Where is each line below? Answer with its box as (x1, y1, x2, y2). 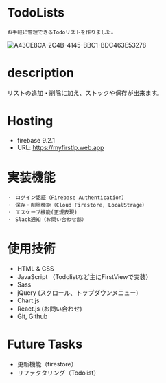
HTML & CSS (16, 264, 54, 273)
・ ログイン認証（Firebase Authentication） (7, 194, 127, 201)
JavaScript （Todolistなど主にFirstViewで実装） (16, 272, 152, 280)
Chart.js (16, 296, 40, 304)
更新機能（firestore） (16, 360, 78, 368)
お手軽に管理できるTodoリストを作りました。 (7, 29, 117, 36)
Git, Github (16, 312, 48, 320)
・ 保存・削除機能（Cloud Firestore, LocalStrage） (7, 201, 147, 208)
